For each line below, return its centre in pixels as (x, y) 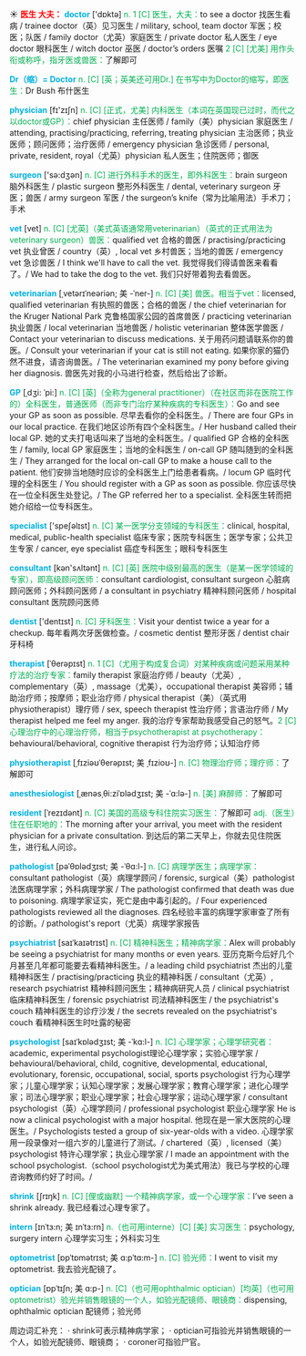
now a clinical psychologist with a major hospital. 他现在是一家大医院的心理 (150, 1120)
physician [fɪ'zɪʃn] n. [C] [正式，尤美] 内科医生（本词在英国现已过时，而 (144, 110)
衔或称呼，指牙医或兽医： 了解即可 (73, 60)
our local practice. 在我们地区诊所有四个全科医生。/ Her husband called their (153, 426)
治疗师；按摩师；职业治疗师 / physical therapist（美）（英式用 (132, 698)
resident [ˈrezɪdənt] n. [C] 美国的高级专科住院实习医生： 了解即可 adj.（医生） (153, 813)
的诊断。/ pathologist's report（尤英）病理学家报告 (105, 923)
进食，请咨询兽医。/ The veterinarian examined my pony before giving (157, 362)
